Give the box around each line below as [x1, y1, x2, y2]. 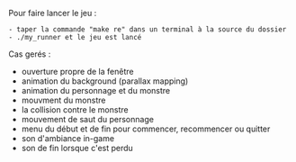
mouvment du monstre [21, 94, 106, 105]
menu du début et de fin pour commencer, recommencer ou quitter [21, 123, 271, 134]
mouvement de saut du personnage [21, 114, 155, 124]
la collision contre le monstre [21, 104, 129, 115]
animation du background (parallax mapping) [21, 76, 189, 86]
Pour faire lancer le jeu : [8, 8, 97, 18]
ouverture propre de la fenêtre [21, 67, 134, 76]
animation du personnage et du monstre [21, 85, 171, 95]
